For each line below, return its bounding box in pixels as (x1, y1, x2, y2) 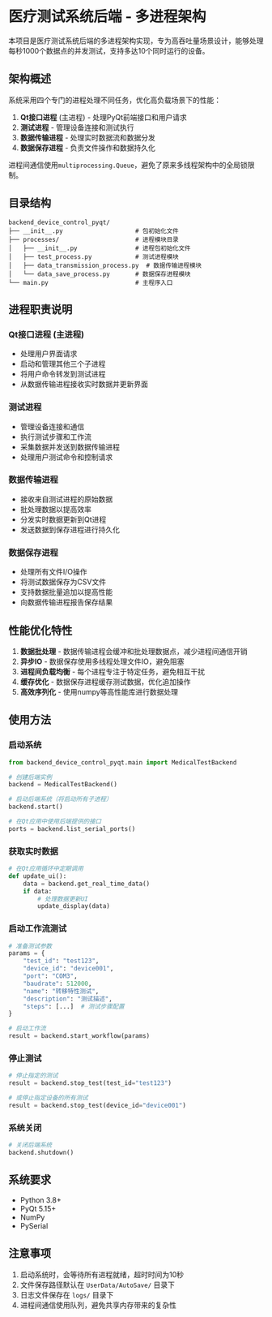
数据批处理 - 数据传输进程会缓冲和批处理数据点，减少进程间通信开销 (19, 646, 249, 656)
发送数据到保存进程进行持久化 (19, 524, 120, 534)
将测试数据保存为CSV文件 (19, 577, 107, 587)
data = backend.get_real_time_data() (23, 880, 151, 888)
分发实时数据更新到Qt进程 (19, 514, 107, 524)
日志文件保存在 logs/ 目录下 (19, 1289, 114, 1299)
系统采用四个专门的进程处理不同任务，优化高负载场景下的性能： (8, 95, 221, 105)
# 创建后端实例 (8, 773, 53, 781)
